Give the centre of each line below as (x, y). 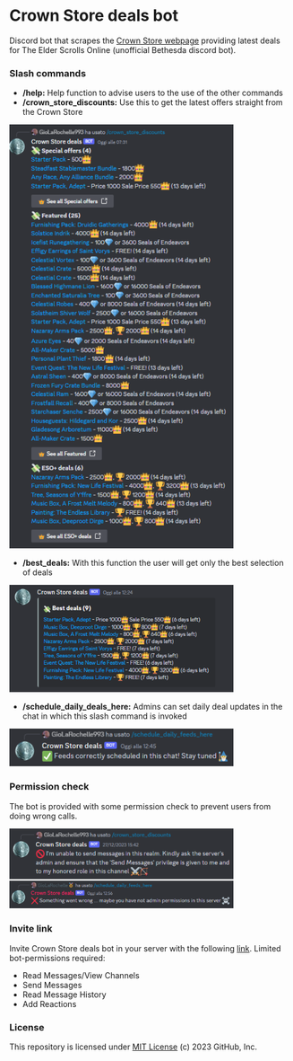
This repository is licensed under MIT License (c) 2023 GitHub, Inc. (134, 1047)
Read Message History (64, 995)
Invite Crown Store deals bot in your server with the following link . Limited (145, 948)
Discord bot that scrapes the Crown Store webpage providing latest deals (145, 40)
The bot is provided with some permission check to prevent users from (140, 806)
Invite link (31, 929)
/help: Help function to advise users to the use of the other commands (153, 93)
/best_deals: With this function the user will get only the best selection (153, 563)
